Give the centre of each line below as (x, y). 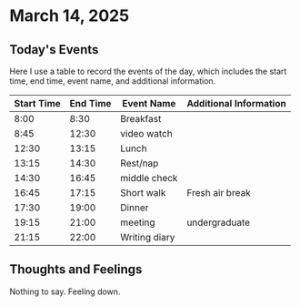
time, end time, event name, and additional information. (113, 81)
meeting (138, 222)
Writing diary (148, 237)
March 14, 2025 (70, 16)
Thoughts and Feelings (76, 270)
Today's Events (54, 50)
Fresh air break (219, 193)
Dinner (135, 208)
